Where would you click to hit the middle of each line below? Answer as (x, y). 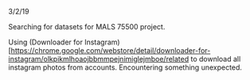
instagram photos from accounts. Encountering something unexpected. (125, 67)
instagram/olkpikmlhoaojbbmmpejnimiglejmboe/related (99, 59)
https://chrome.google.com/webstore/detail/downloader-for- (111, 50)
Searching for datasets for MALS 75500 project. (87, 27)
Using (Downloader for (46, 42)
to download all (216, 59)
